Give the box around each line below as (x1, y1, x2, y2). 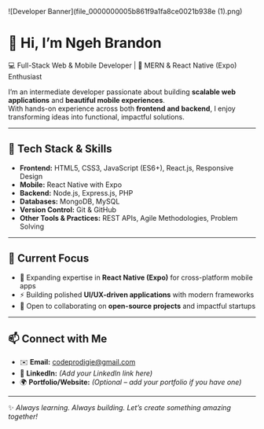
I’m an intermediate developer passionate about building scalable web (8, 86, 236, 97)
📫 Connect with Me (8, 332, 108, 345)
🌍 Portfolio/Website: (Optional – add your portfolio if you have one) (19, 377, 242, 387)
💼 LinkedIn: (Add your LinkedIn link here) (19, 368, 153, 378)
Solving (19, 222, 45, 231)
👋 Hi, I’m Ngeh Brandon (8, 35, 162, 52)
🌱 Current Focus (8, 251, 90, 266)
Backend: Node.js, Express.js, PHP (19, 188, 134, 197)
